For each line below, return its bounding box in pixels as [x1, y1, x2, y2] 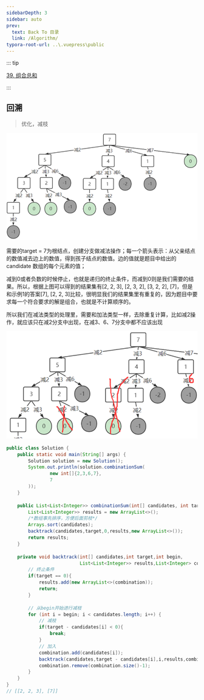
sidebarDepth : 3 [6, 10, 47, 16]
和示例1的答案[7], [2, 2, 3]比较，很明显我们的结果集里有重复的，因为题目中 [6, 291, 192, 298]
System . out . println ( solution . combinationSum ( [28, 464, 146, 470]
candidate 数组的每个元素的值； [6, 263, 86, 270]
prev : [6, 22, 20, 29]
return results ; [28, 534, 69, 541]
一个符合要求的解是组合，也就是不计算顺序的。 [16, 298, 134, 306]
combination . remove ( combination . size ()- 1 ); [38, 662, 151, 668]
